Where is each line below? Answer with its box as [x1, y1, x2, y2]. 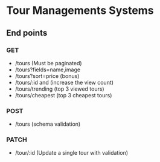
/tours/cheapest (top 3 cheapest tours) [14, 91, 112, 99]
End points [6, 28, 48, 38]
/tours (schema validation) [14, 120, 81, 128]
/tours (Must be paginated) [14, 59, 83, 66]
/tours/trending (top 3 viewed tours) [14, 85, 104, 92]
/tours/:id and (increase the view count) [14, 79, 114, 86]
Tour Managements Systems [6, 4, 154, 18]
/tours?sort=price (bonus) [14, 72, 80, 79]
